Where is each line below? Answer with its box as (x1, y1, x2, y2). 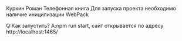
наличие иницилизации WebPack (6, 11, 89, 18)
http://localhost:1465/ (6, 28, 58, 35)
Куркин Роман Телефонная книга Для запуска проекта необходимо (6, 5, 176, 12)
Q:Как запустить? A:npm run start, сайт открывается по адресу (6, 23, 164, 29)
